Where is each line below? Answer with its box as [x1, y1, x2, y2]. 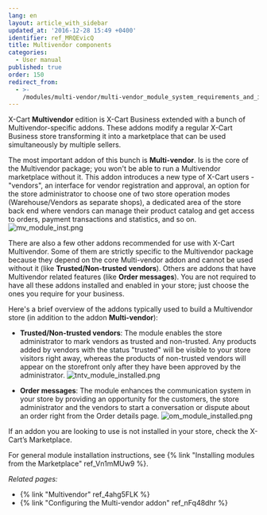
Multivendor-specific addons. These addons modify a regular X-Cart [8, 123, 233, 133]
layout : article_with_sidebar [8, 19, 109, 27]
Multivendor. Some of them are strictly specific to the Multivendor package [8, 247, 254, 257]
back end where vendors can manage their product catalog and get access [8, 206, 255, 215]
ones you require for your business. [8, 289, 125, 299]
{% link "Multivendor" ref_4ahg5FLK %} [19, 490, 150, 499]
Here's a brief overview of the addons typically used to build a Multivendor [8, 304, 253, 314]
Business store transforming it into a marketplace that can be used [8, 132, 226, 141]
